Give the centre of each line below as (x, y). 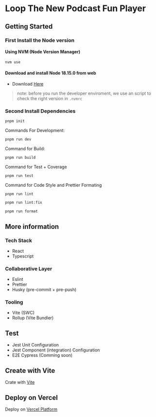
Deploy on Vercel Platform (31, 409)
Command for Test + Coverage (36, 167)
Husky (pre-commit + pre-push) (44, 290)
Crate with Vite (20, 382)
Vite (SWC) (23, 313)
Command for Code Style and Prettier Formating (53, 185)
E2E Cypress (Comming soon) (42, 355)
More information (32, 226)
